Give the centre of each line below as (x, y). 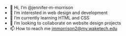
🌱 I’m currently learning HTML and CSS (49, 18)
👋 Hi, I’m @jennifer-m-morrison (41, 8)
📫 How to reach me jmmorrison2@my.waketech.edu (63, 28)
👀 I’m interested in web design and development (59, 13)
